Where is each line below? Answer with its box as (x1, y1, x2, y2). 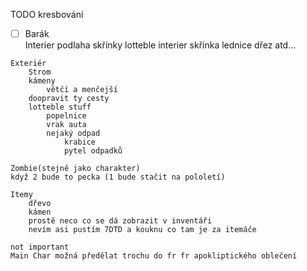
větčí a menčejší (46, 85, 118, 95)
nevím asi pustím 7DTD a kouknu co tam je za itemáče (28, 225, 257, 235)
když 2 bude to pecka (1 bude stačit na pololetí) (10, 172, 226, 183)
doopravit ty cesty (28, 94, 110, 104)
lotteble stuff (28, 102, 92, 113)
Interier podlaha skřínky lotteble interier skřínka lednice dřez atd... (24, 39, 297, 51)
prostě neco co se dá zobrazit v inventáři (28, 216, 213, 226)
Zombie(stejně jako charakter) (10, 164, 141, 174)
